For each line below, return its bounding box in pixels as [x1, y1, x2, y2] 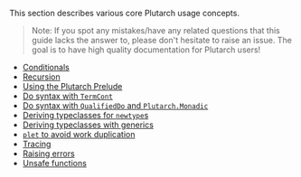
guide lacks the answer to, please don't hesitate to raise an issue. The [31, 35, 292, 45]
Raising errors [22, 148, 75, 159]
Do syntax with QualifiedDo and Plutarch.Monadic [22, 100, 209, 111]
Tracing [22, 139, 52, 149]
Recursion [22, 71, 61, 82]
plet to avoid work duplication [22, 129, 136, 139]
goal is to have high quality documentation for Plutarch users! [31, 44, 261, 55]
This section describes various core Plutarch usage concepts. [9, 8, 240, 18]
